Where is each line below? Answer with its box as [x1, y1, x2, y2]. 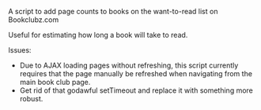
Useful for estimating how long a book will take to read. [8, 31, 188, 39]
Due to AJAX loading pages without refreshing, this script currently [19, 60, 239, 70]
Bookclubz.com [8, 15, 59, 24]
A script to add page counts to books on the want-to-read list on [8, 7, 218, 16]
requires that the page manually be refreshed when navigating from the [19, 69, 253, 78]
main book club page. [19, 78, 91, 86]
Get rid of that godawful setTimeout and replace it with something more [19, 86, 253, 95]
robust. [19, 94, 43, 103]
